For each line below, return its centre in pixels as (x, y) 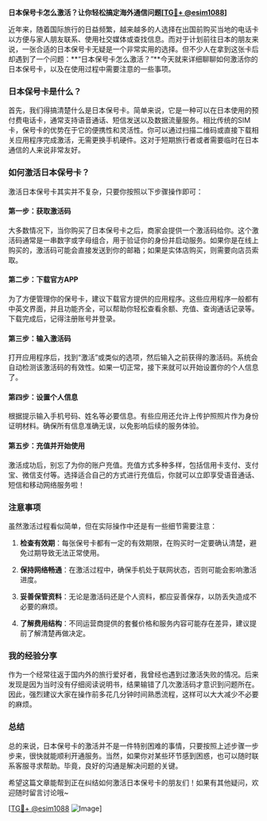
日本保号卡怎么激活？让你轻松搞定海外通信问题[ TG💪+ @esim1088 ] (118, 12)
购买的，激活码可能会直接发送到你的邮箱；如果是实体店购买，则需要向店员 (130, 250)
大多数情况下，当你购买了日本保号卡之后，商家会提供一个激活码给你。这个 (130, 230)
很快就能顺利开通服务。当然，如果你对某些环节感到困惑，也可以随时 (140, 755)
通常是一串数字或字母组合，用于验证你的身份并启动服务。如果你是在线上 (140, 240)
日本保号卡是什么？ (45, 91)
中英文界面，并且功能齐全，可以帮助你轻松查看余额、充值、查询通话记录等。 (133, 308)
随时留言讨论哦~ (42, 792)
